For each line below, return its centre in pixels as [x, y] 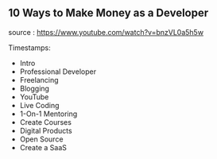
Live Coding [39, 105]
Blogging [35, 88]
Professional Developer [58, 72]
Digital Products [46, 130]
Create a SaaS [43, 147]
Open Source [41, 139]
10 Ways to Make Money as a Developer [108, 13]
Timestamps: [30, 48]
